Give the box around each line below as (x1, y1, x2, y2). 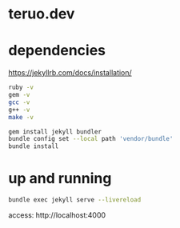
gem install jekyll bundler (8, 127, 102, 136)
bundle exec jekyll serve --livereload (8, 196, 142, 204)
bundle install (8, 142, 59, 150)
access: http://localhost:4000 (8, 210, 106, 220)
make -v (8, 113, 34, 121)
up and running (8, 170, 112, 188)
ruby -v (8, 83, 34, 92)
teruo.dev (8, 5, 75, 23)
